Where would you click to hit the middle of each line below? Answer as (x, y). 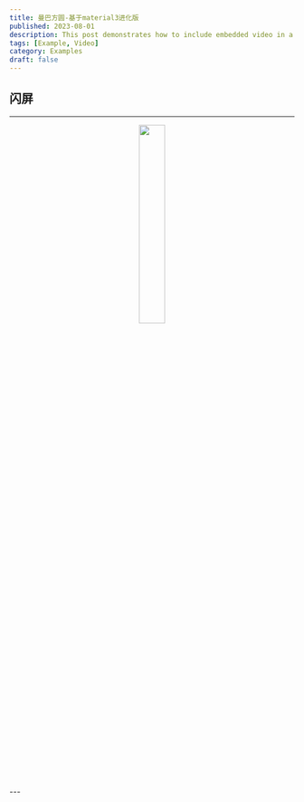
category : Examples (46, 52)
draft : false (34, 60)
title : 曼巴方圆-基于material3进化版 (74, 18)
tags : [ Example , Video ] (54, 43)
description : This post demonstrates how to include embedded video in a (152, 34)
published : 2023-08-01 (52, 26)
